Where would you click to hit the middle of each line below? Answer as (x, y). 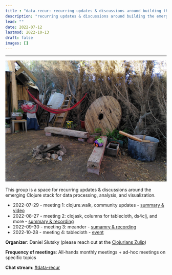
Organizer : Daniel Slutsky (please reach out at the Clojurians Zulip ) (76, 242)
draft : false (19, 38)
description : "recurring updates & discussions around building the (80, 16)
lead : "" (15, 22)
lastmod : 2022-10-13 (27, 33)
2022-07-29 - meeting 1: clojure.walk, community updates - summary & (89, 205)
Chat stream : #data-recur (33, 267)
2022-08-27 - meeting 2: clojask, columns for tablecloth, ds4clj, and (85, 216)
